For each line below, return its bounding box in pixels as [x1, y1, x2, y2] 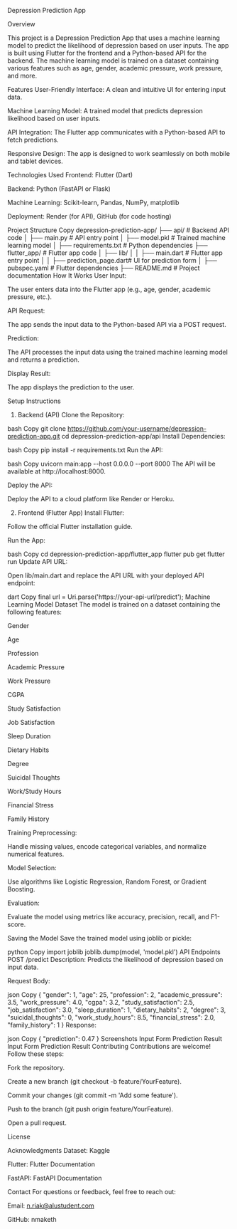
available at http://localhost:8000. [7, 467, 106, 476]
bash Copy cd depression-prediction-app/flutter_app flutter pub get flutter [7, 550, 225, 558]
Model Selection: [7, 864, 57, 872]
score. [7, 920, 26, 929]
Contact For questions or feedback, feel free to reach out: [7, 1188, 176, 1196]
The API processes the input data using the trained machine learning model [7, 348, 228, 356]
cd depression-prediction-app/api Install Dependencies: [61, 432, 226, 440]
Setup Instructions [7, 397, 62, 405]
